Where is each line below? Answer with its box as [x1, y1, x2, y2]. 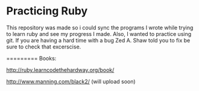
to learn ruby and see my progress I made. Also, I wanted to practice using [6, 30, 192, 37]
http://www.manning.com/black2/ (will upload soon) [6, 78, 136, 85]
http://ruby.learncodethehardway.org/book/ [6, 66, 115, 73]
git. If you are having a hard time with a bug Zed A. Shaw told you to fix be [6, 37, 191, 44]
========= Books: [6, 54, 57, 62]
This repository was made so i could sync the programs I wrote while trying [6, 24, 194, 31]
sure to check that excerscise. [6, 43, 81, 50]
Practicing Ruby [6, 4, 88, 18]
